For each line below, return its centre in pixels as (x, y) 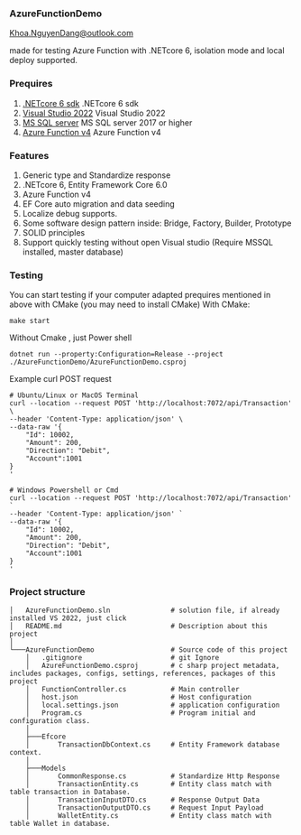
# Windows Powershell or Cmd (64, 490)
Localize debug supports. (70, 213)
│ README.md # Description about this (139, 626)
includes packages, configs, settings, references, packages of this (143, 674)
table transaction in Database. (70, 793)
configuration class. (50, 721)
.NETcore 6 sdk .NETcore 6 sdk (81, 103)
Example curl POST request (61, 379)
